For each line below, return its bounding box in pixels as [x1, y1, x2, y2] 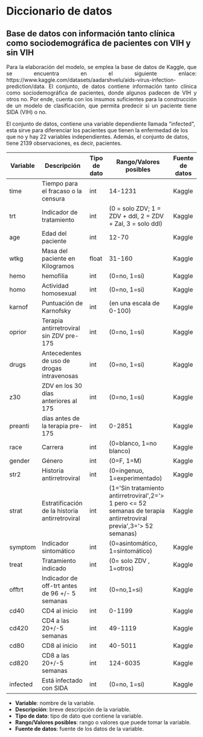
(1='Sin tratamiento [108, 484, 164, 492]
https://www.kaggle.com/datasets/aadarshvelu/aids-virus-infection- [6, 76, 176, 83]
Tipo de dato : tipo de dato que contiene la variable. [14, 712, 143, 719]
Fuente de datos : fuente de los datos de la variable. [14, 725, 144, 732]
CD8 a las [41, 652, 69, 659]
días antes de [41, 414, 80, 422]
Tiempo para [41, 179, 79, 187]
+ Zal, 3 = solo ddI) [108, 219, 163, 228]
